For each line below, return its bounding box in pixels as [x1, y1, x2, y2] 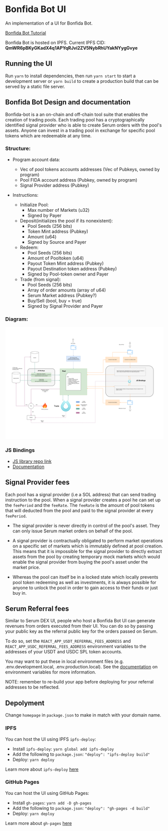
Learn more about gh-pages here [5, 820, 72, 826]
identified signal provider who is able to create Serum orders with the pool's [5, 122, 162, 128]
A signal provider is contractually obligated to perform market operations [12, 537, 163, 543]
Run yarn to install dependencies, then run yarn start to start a [5, 73, 136, 79]
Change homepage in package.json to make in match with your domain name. [5, 712, 161, 718]
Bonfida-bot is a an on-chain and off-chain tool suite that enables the [5, 111, 148, 117]
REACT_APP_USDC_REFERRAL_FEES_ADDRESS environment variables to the [5, 643, 146, 649]
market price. [12, 564, 41, 570]
